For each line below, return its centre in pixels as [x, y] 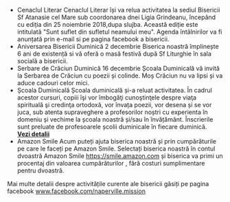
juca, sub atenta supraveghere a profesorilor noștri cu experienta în [112, 112]
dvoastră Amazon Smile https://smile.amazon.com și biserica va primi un [120, 156]
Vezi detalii [33, 134]
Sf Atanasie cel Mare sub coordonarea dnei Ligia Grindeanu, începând [116, 17]
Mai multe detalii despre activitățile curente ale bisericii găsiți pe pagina [108, 184]
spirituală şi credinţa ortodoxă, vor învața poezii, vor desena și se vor [114, 105]
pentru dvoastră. [41, 170]
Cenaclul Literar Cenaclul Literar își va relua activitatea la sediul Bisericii [118, 10]
